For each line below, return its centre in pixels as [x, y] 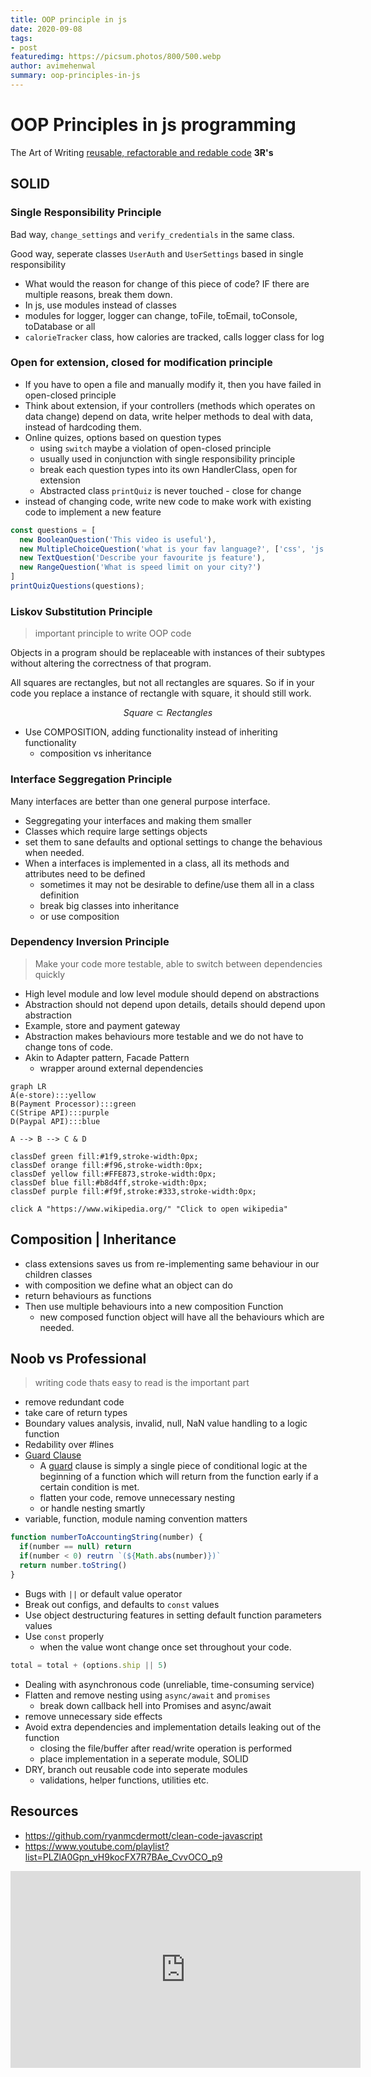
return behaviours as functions [88, 1295]
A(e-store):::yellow [53, 1095]
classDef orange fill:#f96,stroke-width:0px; [106, 1165]
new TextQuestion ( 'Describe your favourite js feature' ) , [143, 558]
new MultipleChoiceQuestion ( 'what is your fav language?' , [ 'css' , [163, 549]
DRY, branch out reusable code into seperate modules [136, 1769]
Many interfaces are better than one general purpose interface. [140, 801]
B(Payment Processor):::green [73, 1104]
